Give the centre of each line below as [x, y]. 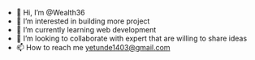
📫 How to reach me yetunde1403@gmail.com [93, 47]
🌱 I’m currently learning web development [86, 30]
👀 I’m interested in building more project [83, 21]
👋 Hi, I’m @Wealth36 [50, 13]
